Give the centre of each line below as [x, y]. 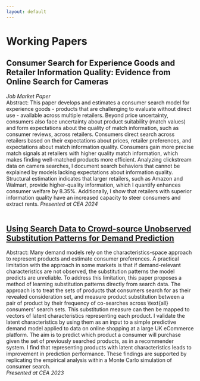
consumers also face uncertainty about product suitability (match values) [96, 121]
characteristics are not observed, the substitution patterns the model [90, 271]
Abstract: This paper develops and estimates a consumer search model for [98, 103]
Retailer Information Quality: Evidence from [88, 72]
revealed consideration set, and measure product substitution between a [95, 297]
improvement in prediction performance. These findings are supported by [96, 354]
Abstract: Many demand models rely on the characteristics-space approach [99, 253]
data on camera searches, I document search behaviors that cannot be [93, 166]
